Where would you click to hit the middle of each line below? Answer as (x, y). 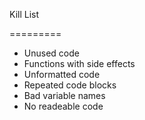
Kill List (24, 14)
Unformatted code (62, 74)
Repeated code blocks (70, 85)
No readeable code (63, 106)
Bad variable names (64, 95)
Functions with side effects (79, 63)
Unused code (51, 53)
